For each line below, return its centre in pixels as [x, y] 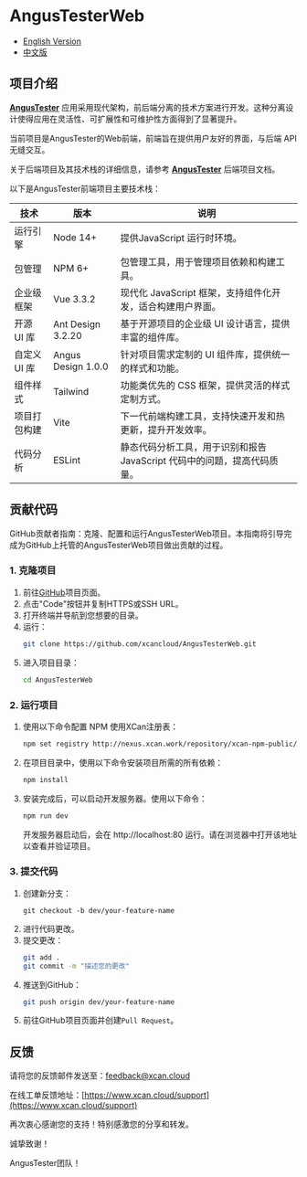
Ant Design [77, 323]
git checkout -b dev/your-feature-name [99, 910]
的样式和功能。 [152, 368]
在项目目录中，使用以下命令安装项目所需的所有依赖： [123, 762]
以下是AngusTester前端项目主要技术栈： [85, 188]
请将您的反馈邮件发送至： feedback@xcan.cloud [100, 1076]
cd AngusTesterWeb [58, 680]
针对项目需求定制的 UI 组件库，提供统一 [205, 355]
